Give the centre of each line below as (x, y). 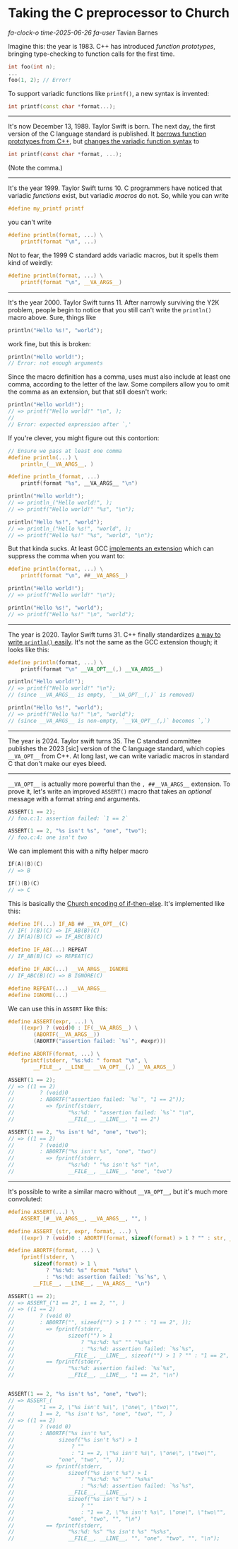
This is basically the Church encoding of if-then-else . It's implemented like (117, 903)
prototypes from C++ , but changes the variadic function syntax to (104, 141)
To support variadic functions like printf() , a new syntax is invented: (109, 93)
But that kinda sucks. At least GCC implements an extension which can (111, 548)
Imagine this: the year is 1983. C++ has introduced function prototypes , (112, 46)
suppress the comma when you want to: (66, 556)
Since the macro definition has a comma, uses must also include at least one (119, 377)
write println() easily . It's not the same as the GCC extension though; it (113, 642)
